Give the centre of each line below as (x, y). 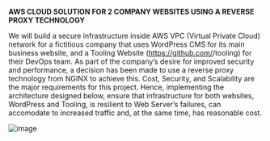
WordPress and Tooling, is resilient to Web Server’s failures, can (115, 104)
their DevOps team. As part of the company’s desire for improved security (131, 61)
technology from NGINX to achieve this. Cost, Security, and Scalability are (132, 79)
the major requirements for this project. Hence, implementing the (116, 87)
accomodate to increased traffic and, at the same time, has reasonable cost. (135, 113)
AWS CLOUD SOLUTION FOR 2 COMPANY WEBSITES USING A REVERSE (131, 12)
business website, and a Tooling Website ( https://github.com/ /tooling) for (130, 53)
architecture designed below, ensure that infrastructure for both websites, (131, 95)
